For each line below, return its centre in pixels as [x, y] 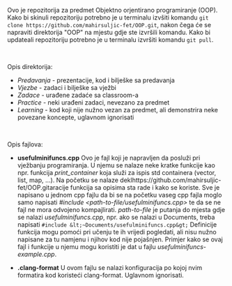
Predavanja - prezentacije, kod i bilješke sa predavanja [96, 80]
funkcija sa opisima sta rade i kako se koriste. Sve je [145, 187]
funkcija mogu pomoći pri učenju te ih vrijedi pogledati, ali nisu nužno [117, 232]
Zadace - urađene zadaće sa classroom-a [78, 95]
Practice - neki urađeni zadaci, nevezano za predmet [93, 103]
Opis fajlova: [25, 144]
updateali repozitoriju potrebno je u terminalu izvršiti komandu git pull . [110, 40]
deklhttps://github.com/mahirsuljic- [170, 180]
